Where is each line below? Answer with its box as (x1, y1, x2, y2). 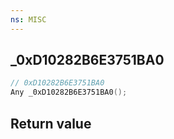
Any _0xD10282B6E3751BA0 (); (10, 87, 128, 98)
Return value (10, 115, 92, 132)
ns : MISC (10, 14, 47, 25)
